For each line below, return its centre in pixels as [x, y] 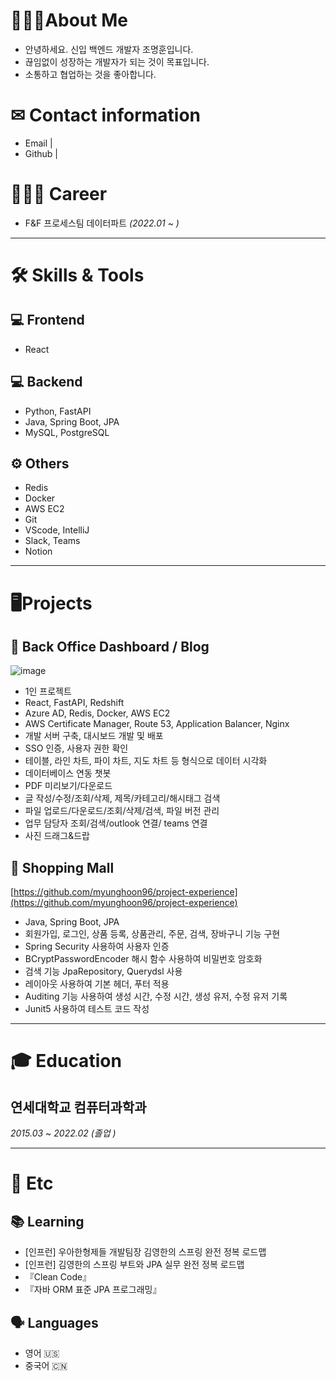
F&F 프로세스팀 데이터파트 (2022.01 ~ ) [102, 223]
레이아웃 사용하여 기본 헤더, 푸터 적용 [97, 984]
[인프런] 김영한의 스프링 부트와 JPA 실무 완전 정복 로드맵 [134, 1265]
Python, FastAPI [58, 411]
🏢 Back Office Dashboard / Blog [110, 647]
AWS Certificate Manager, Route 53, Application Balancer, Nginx [157, 724]
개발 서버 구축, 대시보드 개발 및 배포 [94, 736]
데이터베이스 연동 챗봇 [68, 773]
